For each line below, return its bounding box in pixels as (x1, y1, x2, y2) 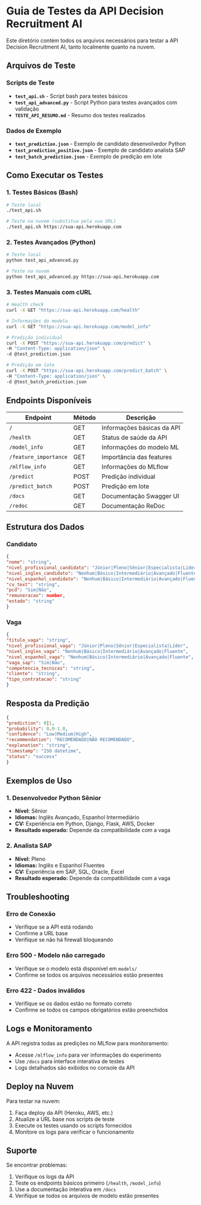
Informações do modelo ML (101, 443, 179, 451)
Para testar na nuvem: (6, 1097, 61, 1105)
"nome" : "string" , (6, 559, 52, 565)
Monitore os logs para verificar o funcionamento (14, 1128, 135, 1135)
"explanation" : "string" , (6, 742, 71, 748)
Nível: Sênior (14, 807, 48, 815)
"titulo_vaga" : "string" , (6, 637, 71, 643)
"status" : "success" (6, 753, 58, 759)
